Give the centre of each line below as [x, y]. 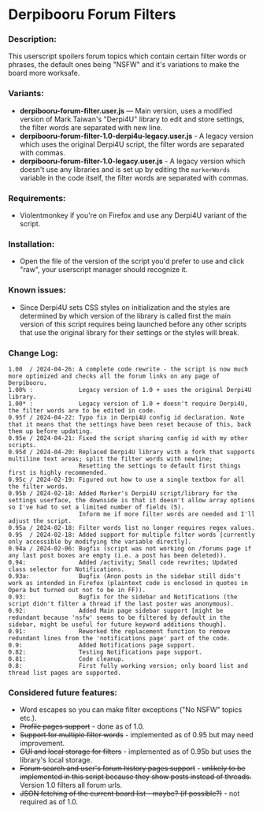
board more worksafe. [44, 73]
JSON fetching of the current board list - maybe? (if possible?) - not [130, 793]
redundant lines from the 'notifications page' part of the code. [119, 638]
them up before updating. [50, 431]
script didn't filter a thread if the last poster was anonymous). [121, 604]
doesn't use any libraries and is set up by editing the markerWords [125, 169]
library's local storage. [56, 760]
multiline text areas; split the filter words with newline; [111, 459]
